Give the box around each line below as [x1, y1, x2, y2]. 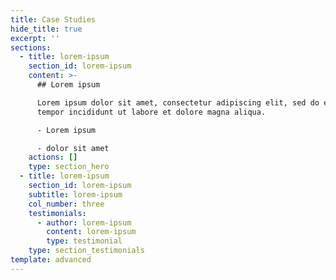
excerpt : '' [10, 33, 60, 43]
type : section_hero [28, 162, 110, 172]
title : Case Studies [10, 14, 97, 25]
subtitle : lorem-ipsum [28, 189, 123, 200]
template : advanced [10, 255, 92, 265]
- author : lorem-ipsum [36, 217, 132, 228]
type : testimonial [46, 236, 123, 246]
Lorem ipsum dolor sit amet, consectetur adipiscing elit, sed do [36, 97, 320, 108]
